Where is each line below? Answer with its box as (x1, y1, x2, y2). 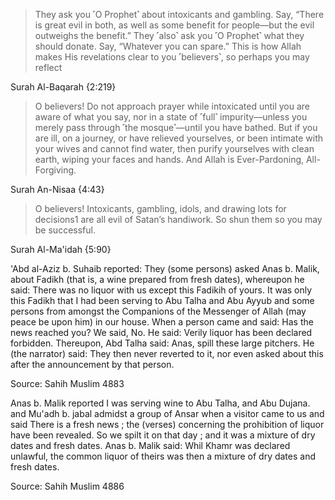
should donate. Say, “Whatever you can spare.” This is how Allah (34, 40, 302, 52)
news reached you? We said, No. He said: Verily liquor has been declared (10, 327, 313, 338)
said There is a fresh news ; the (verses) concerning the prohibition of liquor (10, 419, 325, 430)
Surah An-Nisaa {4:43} (10, 184, 105, 195)
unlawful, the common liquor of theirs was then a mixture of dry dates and (10, 450, 317, 462)
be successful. (34, 224, 96, 236)
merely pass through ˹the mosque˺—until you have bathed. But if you (34, 122, 318, 133)
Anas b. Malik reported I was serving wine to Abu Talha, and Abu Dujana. (10, 397, 311, 409)
